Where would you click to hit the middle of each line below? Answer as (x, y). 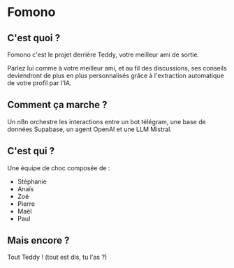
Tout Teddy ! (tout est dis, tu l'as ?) (57, 257)
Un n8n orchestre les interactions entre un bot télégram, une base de (107, 121)
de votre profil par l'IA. (39, 83)
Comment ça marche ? (57, 105)
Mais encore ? (38, 240)
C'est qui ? (31, 151)
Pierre (26, 204)
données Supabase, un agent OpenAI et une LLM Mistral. (90, 129)
